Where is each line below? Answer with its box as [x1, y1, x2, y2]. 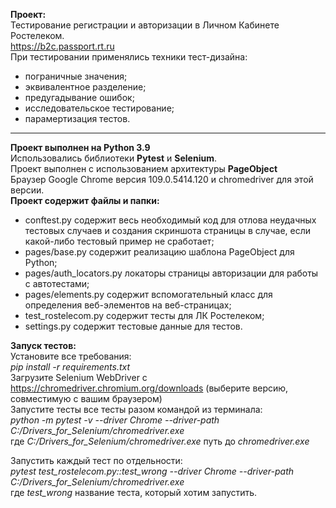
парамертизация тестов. [24, 113, 131, 124]
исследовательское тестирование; [24, 102, 175, 114]
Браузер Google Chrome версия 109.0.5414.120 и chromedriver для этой [10, 174, 314, 185]
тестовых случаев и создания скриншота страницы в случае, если [24, 225, 312, 236]
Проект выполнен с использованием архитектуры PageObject [10, 163, 278, 174]
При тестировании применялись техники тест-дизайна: [10, 51, 248, 63]
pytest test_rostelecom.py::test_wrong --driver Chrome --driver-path [10, 465, 295, 477]
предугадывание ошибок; [24, 92, 135, 103]
